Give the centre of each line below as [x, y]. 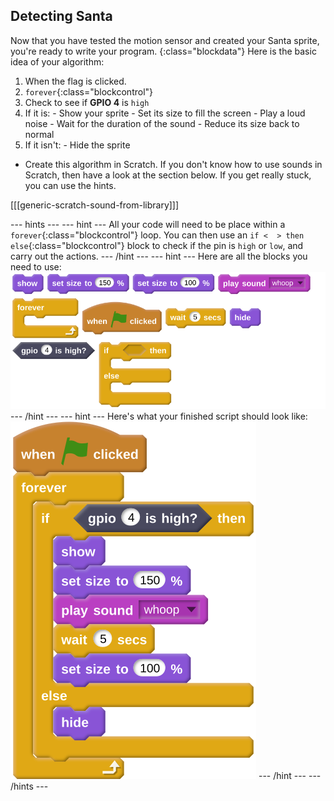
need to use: [36, 266]
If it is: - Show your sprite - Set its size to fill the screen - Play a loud [165, 113]
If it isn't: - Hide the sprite [77, 145]
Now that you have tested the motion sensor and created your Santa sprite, [165, 40]
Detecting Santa [61, 16]
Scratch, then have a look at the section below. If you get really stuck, [168, 175]
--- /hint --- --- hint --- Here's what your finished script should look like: [159, 416]
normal [39, 134]
